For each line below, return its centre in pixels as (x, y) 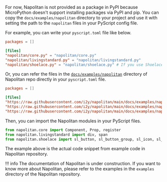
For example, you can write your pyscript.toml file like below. (68, 33)
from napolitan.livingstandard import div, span (56, 135)
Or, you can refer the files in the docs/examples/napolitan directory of (76, 74)
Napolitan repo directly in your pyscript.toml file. (56, 80)
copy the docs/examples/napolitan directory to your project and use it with (81, 18)
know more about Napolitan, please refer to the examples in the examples (80, 169)
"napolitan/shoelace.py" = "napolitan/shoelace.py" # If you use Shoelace (84, 65)
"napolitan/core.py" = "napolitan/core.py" (51, 55)
